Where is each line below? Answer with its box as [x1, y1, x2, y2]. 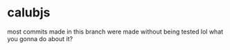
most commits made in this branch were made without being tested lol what [7, 27, 224, 36]
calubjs [7, 5, 51, 21]
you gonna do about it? [7, 34, 73, 42]
